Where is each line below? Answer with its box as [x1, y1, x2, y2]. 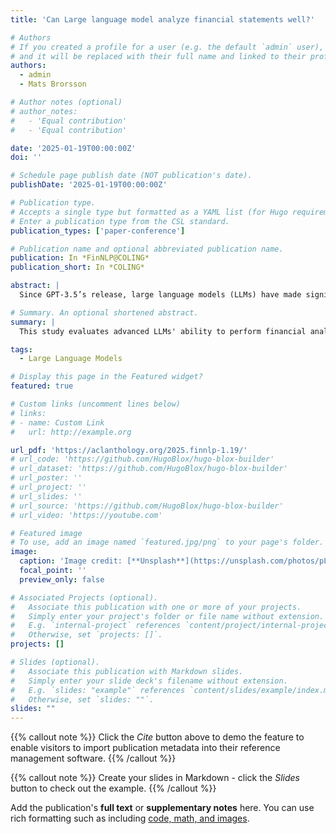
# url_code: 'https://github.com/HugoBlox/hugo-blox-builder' [10, 454, 275, 465]
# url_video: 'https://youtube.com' [10, 510, 163, 520]
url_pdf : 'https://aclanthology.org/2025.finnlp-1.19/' [10, 445, 248, 455]
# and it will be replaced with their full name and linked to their [10, 51, 307, 61]
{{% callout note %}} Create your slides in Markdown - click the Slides [10, 772, 300, 784]
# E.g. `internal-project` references [10, 621, 182, 631]
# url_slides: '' [10, 491, 83, 501]
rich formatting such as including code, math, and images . [10, 812, 250, 825]
